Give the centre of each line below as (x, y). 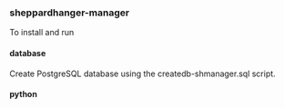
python (24, 94)
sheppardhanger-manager (70, 13)
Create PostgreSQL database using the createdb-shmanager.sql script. (142, 74)
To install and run (42, 33)
